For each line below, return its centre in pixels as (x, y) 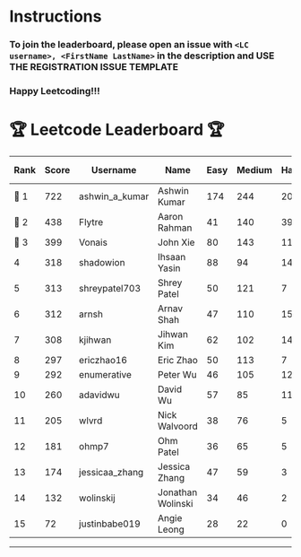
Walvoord (178, 426)
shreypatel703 (110, 288)
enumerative (106, 374)
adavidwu (100, 395)
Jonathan (178, 492)
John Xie (176, 242)
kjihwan (95, 340)
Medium (254, 170)
